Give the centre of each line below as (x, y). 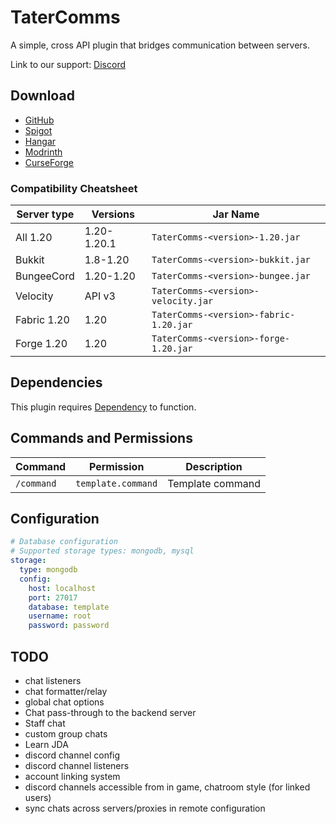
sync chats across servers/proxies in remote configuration (145, 808)
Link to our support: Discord (68, 64)
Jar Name (236, 214)
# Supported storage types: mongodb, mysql (102, 551)
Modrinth (43, 152)
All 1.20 (34, 238)
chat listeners (53, 681)
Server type (45, 214)
